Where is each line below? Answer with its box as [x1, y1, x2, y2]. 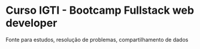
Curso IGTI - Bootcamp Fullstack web [5, 4, 195, 17]
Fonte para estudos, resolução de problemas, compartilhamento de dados [5, 36, 189, 43]
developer [5, 16, 57, 30]
